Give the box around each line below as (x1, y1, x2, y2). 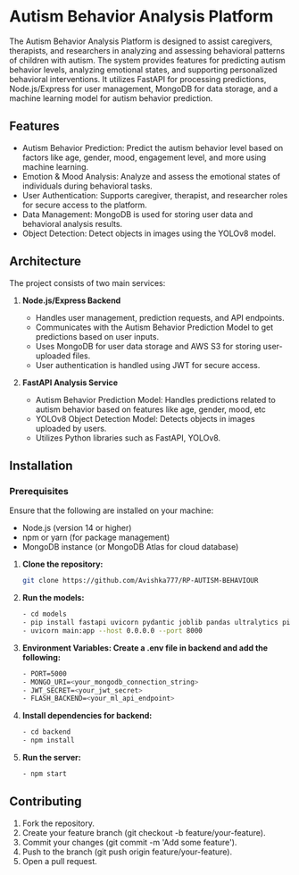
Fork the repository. (21, 818, 96, 829)
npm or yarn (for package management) (21, 532, 170, 543)
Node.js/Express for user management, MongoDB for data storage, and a (9, 83, 278, 94)
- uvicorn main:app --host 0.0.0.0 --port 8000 (21, 626, 203, 635)
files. (72, 350, 91, 361)
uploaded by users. (35, 423, 107, 433)
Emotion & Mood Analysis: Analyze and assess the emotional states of (21, 171, 281, 181)
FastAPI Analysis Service (21, 377, 119, 388)
